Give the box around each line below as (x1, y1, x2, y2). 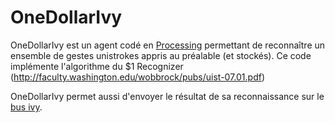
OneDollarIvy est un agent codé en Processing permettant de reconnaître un (10, 39, 326, 51)
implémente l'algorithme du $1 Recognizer (10, 60, 184, 72)
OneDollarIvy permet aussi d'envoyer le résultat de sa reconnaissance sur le (10, 90, 325, 102)
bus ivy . (10, 101, 43, 113)
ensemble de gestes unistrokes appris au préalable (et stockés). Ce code (10, 49, 312, 61)
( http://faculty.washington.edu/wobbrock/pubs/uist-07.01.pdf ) (10, 71, 266, 83)
